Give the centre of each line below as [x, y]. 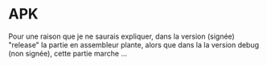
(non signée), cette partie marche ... [68, 53]
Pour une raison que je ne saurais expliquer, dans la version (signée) [121, 36]
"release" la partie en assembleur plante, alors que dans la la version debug [134, 44]
